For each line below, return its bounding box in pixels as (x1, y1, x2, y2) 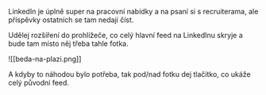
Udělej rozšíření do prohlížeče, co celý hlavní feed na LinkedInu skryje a (8, 31, 244, 40)
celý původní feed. (8, 78, 70, 87)
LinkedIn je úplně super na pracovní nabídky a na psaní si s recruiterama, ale (8, 7, 259, 16)
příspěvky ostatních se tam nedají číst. (8, 15, 134, 25)
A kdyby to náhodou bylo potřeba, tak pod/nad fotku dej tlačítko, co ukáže (8, 70, 252, 78)
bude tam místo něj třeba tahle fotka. (8, 39, 129, 48)
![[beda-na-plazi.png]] (8, 55, 82, 63)
